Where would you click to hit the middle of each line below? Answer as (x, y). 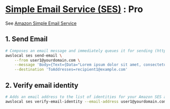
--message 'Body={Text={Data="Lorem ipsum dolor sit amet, (78, 65)
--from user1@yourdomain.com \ (47, 60)
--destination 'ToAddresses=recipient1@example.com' (71, 70)
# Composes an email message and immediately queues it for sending (79, 51)
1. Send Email (27, 39)
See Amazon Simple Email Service (41, 23)
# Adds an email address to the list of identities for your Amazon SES (83, 97)
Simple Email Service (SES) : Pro (74, 9)
